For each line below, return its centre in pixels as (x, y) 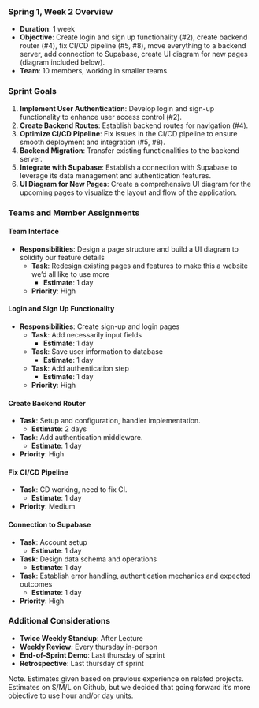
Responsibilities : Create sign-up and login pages (100, 326)
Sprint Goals (32, 91)
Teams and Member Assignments (74, 213)
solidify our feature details (62, 257)
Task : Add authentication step (80, 368)
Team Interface (33, 232)
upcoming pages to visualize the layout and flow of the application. (128, 192)
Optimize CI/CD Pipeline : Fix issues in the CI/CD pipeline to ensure (128, 133)
